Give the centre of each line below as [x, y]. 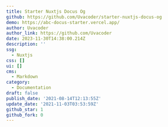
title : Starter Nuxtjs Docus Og [46, 11]
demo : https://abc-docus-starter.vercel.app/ [63, 22]
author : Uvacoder [27, 28]
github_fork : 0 [25, 115]
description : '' [26, 44]
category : [18, 83]
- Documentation [31, 88]
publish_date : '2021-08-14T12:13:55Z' [54, 98]
